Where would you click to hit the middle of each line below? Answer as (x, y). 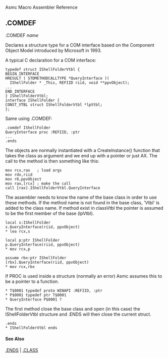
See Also (15, 339)
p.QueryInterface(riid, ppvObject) (43, 245)
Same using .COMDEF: (29, 118)
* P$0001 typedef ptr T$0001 (36, 295)
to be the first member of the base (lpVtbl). (50, 213)
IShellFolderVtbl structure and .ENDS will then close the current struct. (78, 314)
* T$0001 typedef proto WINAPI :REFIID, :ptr (54, 290)
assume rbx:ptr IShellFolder (36, 258)
